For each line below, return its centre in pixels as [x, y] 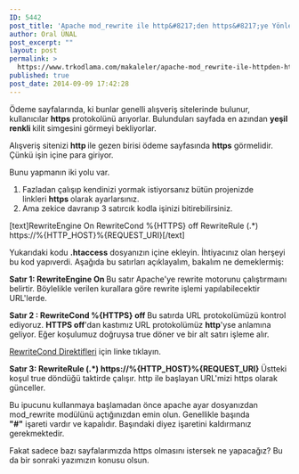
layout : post [33, 51]
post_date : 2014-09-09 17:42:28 [69, 84]
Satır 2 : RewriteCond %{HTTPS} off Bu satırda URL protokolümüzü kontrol [148, 315]
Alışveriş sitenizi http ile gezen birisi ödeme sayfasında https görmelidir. [141, 145]
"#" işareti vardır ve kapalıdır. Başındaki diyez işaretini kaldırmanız [130, 423]
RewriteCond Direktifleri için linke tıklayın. [85, 351]
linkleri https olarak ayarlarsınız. [81, 199]
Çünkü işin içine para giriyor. [61, 155]
